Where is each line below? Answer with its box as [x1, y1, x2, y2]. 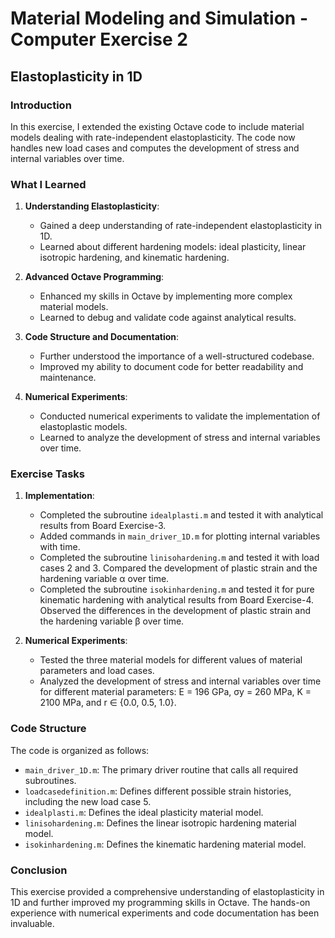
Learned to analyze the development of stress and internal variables [39, 432, 321, 444]
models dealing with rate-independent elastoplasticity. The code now [10, 131, 296, 143]
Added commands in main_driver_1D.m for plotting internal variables [39, 530, 321, 542]
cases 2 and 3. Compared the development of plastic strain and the [39, 562, 318, 574]
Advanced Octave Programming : [24, 271, 165, 283]
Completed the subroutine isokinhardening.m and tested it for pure [39, 583, 315, 596]
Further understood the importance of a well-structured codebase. [39, 350, 315, 362]
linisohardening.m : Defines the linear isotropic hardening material [24, 817, 297, 829]
